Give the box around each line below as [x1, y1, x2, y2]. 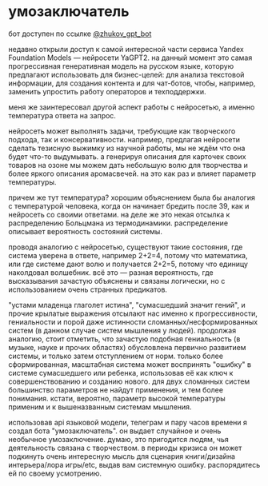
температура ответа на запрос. [8, 110, 116, 120]
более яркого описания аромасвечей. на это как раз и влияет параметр [8, 169, 257, 178]
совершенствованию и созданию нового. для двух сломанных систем [8, 376, 250, 386]
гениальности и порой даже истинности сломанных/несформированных [8, 317, 258, 326]
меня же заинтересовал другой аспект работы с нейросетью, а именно [8, 102, 255, 112]
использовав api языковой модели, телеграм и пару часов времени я [8, 417, 248, 427]
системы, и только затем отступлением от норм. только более [8, 351, 224, 361]
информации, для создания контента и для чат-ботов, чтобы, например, [8, 78, 256, 88]
